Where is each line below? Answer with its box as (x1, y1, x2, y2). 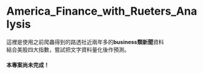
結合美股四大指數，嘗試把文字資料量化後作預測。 (6, 46, 130, 53)
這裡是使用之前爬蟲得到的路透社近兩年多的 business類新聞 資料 (6, 38, 164, 45)
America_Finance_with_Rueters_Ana (6, 4, 197, 18)
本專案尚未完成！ (6, 61, 50, 68)
